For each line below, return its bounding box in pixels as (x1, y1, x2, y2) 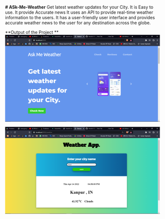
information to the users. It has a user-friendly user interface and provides (5, 15, 155, 20)
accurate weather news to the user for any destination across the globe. (5, 20, 151, 26)
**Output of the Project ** (5, 29, 59, 35)
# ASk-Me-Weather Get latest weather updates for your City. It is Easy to (5, 4, 154, 10)
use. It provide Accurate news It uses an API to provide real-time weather (5, 9, 153, 15)
